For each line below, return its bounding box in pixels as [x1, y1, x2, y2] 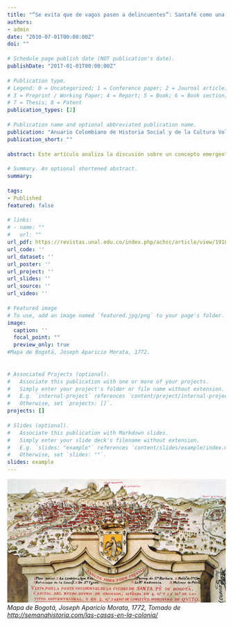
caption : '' [13, 327, 49, 334]
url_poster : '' [7, 261, 51, 268]
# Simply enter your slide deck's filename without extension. [7, 437, 200, 444]
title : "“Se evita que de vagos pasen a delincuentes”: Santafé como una [7, 11, 225, 18]
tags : [7, 187, 23, 194]
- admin [7, 26, 30, 33]
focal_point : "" [13, 334, 60, 341]
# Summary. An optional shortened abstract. [7, 166, 138, 172]
